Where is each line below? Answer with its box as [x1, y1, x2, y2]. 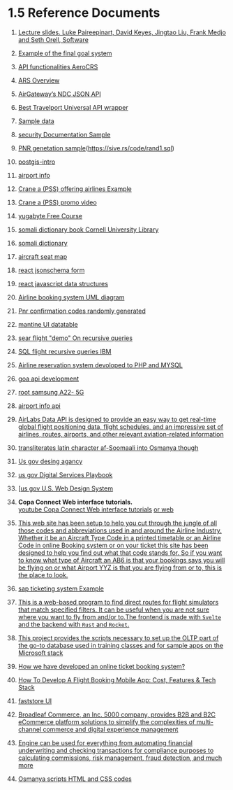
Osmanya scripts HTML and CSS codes [17, 775, 132, 783]
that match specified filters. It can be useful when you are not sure [17, 605, 210, 614]
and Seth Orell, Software [17, 35, 89, 43]
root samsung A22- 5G [17, 388, 84, 396]
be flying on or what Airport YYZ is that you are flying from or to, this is [17, 563, 223, 572]
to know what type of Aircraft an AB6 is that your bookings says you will [17, 556, 225, 564]
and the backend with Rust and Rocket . [17, 620, 130, 628]
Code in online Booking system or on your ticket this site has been [17, 541, 209, 549]
